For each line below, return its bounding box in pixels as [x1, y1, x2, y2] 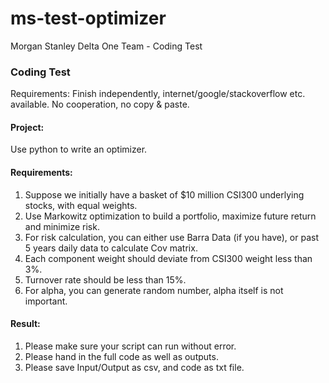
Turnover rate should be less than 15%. [24, 273, 187, 286]
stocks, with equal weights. [24, 199, 138, 211]
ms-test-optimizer [10, 7, 167, 30]
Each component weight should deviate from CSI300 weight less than [24, 252, 313, 264]
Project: [10, 121, 45, 133]
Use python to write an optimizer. [10, 143, 148, 156]
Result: [10, 318, 41, 330]
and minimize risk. [24, 220, 100, 232]
